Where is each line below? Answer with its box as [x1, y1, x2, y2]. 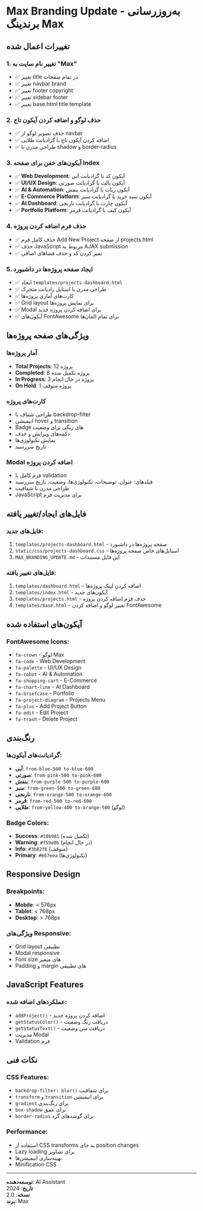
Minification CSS [14, 1161, 57, 1168]
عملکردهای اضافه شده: [6, 998, 68, 1006]
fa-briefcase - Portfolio [14, 690, 74, 697]
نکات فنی [6, 1055, 38, 1065]
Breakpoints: [6, 887, 45, 896]
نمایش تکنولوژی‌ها [14, 437, 56, 444]
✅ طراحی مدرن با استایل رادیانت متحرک [14, 286, 107, 293]
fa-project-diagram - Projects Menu [14, 696, 106, 704]
